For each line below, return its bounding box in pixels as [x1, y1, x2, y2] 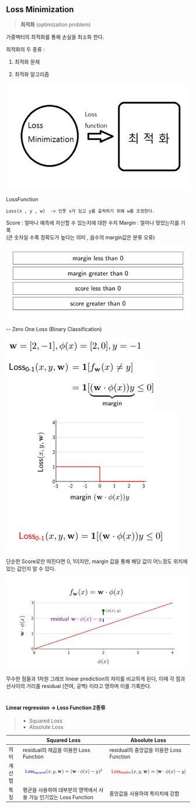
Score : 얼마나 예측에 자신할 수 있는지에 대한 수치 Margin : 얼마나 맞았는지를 [6, 219, 180, 226]
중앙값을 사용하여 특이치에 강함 [109, 790, 180, 797]
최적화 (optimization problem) [20, 20, 91, 28]
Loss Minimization [6, 5, 74, 15]
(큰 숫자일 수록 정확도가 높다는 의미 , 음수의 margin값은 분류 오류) [6, 233, 156, 240]
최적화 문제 [14, 58, 40, 65]
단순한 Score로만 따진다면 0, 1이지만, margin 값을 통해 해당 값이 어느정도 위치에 [6, 558, 188, 565]
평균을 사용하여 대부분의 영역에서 [22, 786, 98, 793]
